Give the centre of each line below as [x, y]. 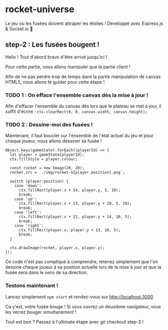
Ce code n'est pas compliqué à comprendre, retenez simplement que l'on [81, 262]
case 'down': [28, 186]
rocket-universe [40, 9]
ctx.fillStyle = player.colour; [44, 159]
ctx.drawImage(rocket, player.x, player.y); [57, 248]
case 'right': [29, 226]
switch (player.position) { [39, 181]
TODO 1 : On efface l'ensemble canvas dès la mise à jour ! [77, 95]
